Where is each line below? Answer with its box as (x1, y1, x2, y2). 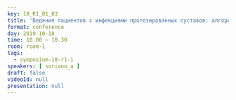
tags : (7, 50, 23, 57)
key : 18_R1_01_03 (7, 10, 58, 18)
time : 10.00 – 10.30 (7, 37, 68, 44)
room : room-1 (7, 43, 46, 50)
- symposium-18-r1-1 (13, 56, 74, 63)
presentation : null (7, 82, 65, 89)
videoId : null (7, 75, 49, 83)
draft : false (7, 69, 46, 76)
